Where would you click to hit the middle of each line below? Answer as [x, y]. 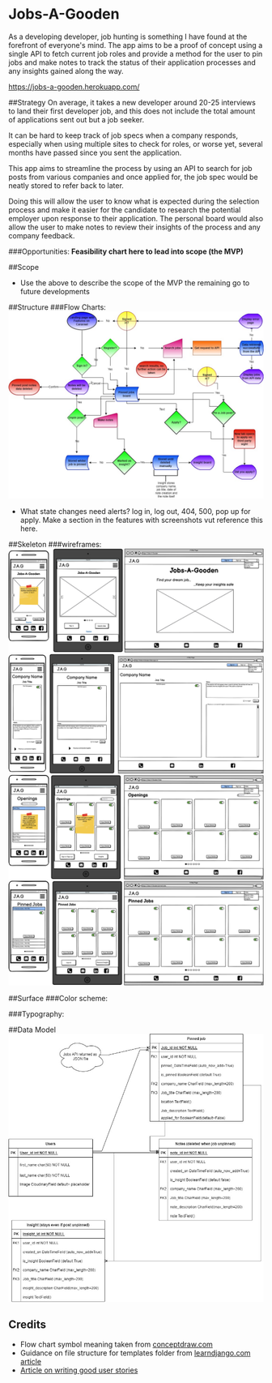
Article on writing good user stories [79, 1370]
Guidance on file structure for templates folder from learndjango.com [135, 1353]
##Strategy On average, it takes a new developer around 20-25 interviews [132, 102]
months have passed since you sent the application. [95, 152]
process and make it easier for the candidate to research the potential [125, 210]
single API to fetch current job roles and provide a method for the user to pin [136, 54]
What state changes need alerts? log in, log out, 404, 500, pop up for [135, 512]
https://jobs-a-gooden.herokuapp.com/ [74, 87]
